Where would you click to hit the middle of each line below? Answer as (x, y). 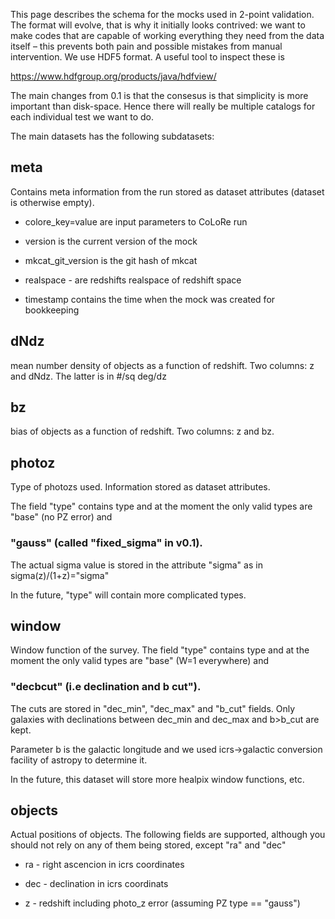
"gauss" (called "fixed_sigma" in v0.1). (106, 543)
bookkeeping (52, 310)
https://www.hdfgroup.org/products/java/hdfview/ (113, 76)
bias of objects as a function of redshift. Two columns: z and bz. (142, 431)
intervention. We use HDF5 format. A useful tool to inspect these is (147, 57)
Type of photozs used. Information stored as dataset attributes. (140, 487)
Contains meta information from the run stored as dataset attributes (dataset (167, 191)
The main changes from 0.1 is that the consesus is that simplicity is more (159, 95)
